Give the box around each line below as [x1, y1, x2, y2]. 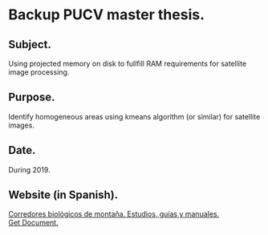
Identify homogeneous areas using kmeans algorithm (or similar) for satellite [8, 111, 261, 121]
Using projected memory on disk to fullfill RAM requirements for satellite [8, 59, 247, 68]
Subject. [8, 38, 52, 51]
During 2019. [8, 164, 51, 174]
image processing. [8, 67, 70, 77]
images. [8, 120, 35, 130]
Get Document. [8, 218, 59, 228]
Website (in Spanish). [8, 188, 119, 202]
